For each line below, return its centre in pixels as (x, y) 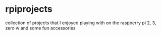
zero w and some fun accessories (40, 28)
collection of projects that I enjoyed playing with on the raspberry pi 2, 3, (81, 23)
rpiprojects (29, 9)
